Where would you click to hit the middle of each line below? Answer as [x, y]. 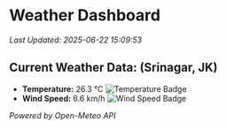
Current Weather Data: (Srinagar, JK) [114, 68]
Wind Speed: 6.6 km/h [63, 98]
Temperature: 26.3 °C [62, 88]
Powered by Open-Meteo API [63, 115]
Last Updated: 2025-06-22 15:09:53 [76, 40]
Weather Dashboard [85, 15]
